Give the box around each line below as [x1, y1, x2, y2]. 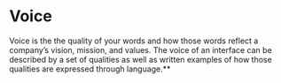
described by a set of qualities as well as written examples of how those [9, 54, 272, 64]
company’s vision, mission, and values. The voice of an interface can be [9, 44, 272, 55]
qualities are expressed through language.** [9, 64, 171, 74]
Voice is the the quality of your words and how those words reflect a [9, 35, 259, 46]
